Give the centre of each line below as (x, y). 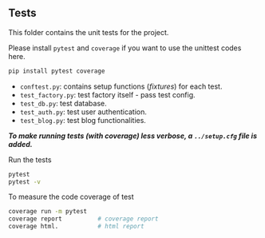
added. (21, 144)
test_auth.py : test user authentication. (83, 112)
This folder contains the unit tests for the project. (89, 32)
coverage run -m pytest (48, 212)
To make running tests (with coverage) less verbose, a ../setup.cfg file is (133, 136)
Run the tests (30, 160)
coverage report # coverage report (83, 219)
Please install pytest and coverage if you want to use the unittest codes (125, 48)
